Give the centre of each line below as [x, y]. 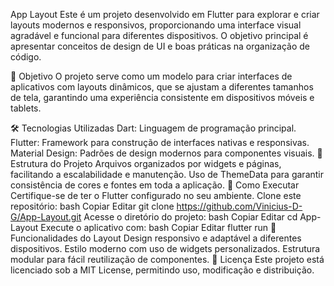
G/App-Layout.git [46, 217]
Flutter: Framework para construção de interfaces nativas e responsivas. [160, 142]
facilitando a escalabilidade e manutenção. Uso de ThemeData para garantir [167, 174]
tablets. [26, 108]
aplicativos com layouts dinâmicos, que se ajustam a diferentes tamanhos [162, 87]
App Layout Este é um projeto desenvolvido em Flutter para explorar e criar [165, 14]
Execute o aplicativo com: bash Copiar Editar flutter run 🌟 [158, 227]
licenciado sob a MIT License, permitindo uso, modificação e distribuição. [162, 270]
